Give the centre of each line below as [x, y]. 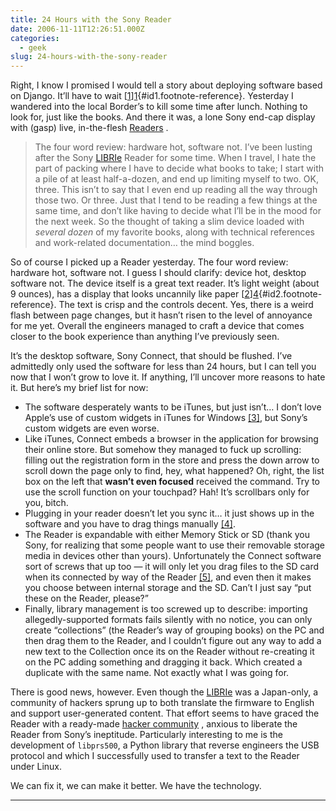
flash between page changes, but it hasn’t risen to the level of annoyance [161, 315]
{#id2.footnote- [290, 294]
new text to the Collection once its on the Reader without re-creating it [169, 652]
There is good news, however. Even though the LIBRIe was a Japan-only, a [164, 692]
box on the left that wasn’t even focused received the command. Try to [172, 482]
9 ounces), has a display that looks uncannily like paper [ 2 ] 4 [134, 294]
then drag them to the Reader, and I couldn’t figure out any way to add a [173, 641]
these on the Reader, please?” [86, 598]
